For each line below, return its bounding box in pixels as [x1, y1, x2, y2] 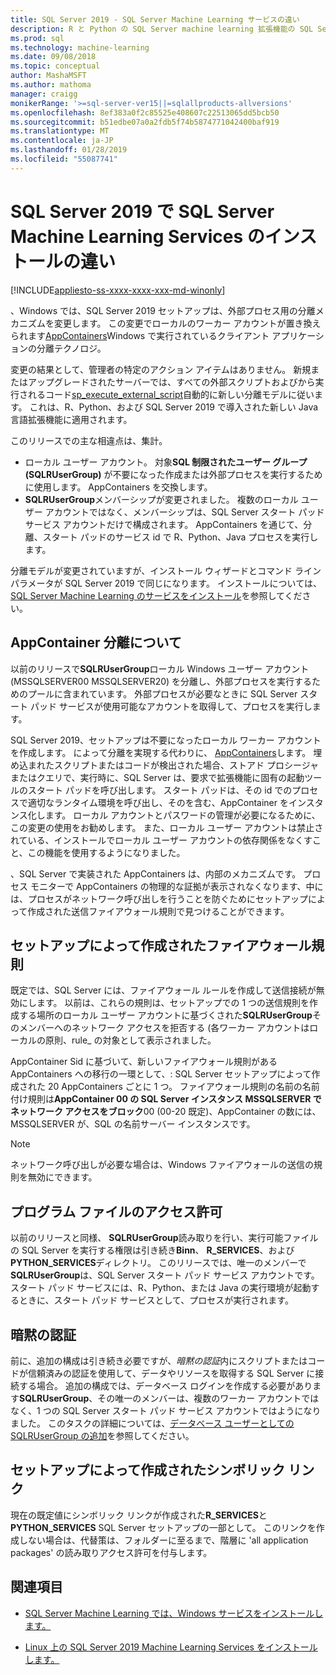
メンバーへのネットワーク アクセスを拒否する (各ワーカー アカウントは [18, 1022, 310, 1034]
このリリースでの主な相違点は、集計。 [10, 434, 168, 446]
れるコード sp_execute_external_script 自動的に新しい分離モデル [27, 388, 289, 400]
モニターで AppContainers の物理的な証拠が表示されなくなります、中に [29, 880, 324, 892]
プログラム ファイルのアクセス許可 [10, 1203, 223, 1220]
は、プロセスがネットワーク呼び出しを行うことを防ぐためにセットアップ [10, 892, 308, 905]
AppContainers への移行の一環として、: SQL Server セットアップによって [10, 1068, 312, 1080]
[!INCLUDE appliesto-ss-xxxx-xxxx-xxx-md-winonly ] [10, 284, 226, 296]
